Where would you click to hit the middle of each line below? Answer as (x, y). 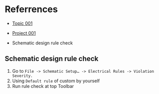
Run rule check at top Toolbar (43, 86)
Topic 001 (22, 23)
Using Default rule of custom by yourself (56, 81)
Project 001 (24, 33)
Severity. (23, 76)
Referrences (31, 9)
